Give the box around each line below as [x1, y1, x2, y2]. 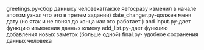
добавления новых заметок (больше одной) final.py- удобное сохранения [6, 31, 199, 38]
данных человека [6, 37, 52, 44]
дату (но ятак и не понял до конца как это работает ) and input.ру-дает [6, 18, 191, 25]
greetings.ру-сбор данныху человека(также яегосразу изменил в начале [6, 5, 197, 12]
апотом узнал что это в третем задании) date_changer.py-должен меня [6, 11, 192, 19]
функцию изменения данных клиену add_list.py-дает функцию [6, 24, 169, 31]
